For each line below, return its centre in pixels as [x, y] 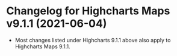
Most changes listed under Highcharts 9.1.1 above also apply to [93, 40]
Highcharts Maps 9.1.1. [42, 46]
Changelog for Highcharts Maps [88, 11]
